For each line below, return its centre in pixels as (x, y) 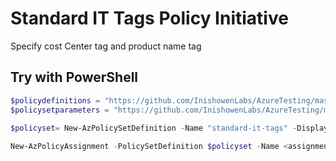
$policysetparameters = (60, 110)
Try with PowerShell (74, 77)
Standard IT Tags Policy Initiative (149, 18)
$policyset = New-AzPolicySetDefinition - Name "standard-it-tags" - (154, 128)
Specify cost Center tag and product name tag (106, 46)
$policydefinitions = (55, 100)
